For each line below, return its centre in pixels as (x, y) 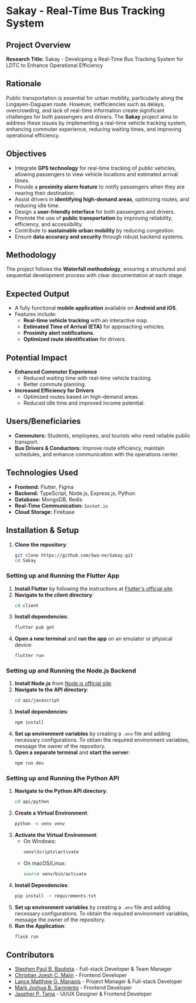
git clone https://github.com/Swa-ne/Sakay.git (74, 555)
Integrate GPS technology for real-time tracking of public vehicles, (95, 168)
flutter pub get (34, 627)
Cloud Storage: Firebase (45, 511)
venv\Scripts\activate (51, 852)
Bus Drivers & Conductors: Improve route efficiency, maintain (89, 448)
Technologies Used (42, 473)
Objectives (26, 154)
